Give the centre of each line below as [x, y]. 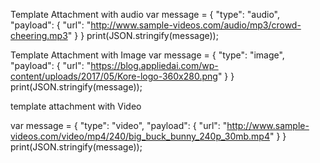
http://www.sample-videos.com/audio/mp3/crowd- [196, 25]
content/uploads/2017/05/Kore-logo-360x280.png [114, 76]
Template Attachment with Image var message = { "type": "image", [147, 55]
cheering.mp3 [39, 35]
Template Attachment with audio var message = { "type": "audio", [145, 14]
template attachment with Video [76, 106]
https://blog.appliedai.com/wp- [154, 65]
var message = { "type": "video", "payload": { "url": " [119, 125]
